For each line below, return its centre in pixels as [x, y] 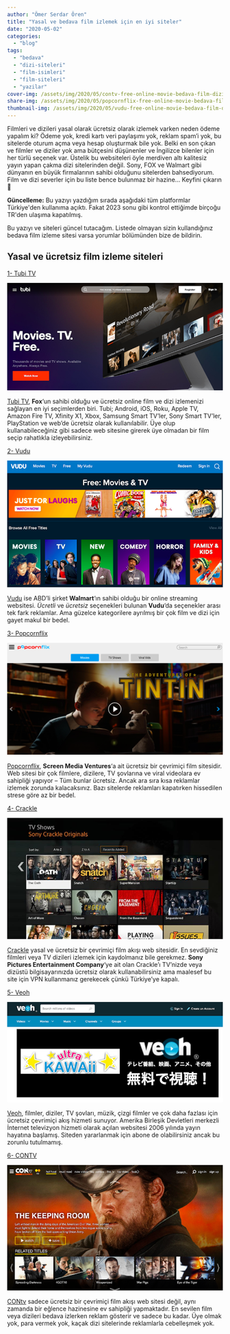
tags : [15, 51]
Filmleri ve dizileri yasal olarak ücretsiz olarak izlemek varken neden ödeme [114, 129]
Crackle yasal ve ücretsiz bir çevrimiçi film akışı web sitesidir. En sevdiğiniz [113, 950]
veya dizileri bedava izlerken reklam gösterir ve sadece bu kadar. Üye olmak [114, 1316]
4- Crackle [22, 808]
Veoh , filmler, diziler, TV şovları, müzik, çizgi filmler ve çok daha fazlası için [112, 1113]
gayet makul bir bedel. [38, 620]
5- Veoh [18, 992]
